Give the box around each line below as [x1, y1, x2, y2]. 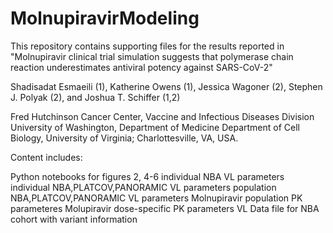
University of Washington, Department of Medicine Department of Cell [10, 121, 300, 133]
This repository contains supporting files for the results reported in [10, 40, 285, 52]
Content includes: [10, 151, 83, 163]
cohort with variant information [10, 213, 138, 225]
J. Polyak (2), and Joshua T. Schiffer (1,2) [10, 91, 181, 103]
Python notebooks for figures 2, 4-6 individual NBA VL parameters [10, 170, 285, 182]
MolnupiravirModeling [10, 7, 200, 30]
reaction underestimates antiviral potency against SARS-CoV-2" [10, 61, 273, 73]
